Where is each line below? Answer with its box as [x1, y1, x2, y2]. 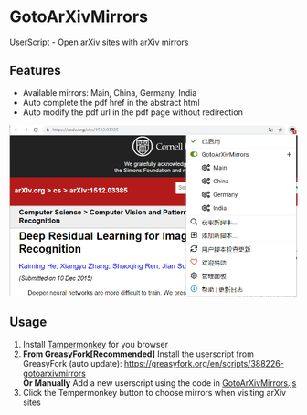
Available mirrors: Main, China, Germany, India [22, 87, 197, 98]
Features [9, 63, 61, 78]
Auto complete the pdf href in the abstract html [22, 97, 200, 108]
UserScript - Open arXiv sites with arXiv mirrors [9, 36, 189, 47]
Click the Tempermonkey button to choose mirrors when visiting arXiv [22, 387, 286, 398]
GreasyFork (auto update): [22, 358, 122, 368]
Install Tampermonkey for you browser [22, 338, 169, 349]
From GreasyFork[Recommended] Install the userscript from [22, 348, 254, 359]
